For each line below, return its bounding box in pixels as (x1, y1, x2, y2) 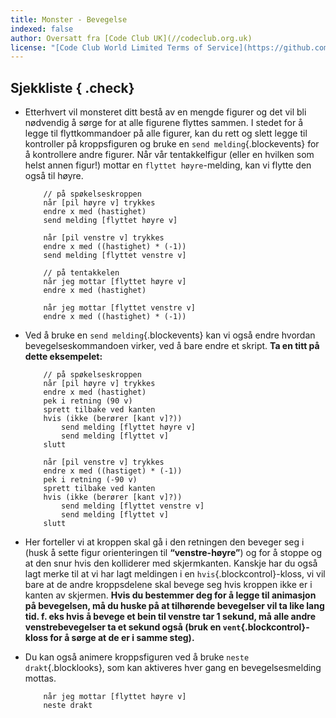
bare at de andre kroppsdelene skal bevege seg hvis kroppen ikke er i (24, 579, 313, 591)
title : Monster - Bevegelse (10, 14, 128, 25)
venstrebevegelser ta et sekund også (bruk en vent (24, 621, 242, 633)
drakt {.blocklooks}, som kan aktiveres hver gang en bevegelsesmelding (24, 662, 322, 674)
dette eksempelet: (24, 351, 103, 363)
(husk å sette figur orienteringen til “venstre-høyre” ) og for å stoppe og (24, 547, 323, 559)
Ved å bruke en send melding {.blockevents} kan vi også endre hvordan (24, 329, 316, 341)
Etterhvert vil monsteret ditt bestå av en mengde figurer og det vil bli (24, 106, 307, 118)
